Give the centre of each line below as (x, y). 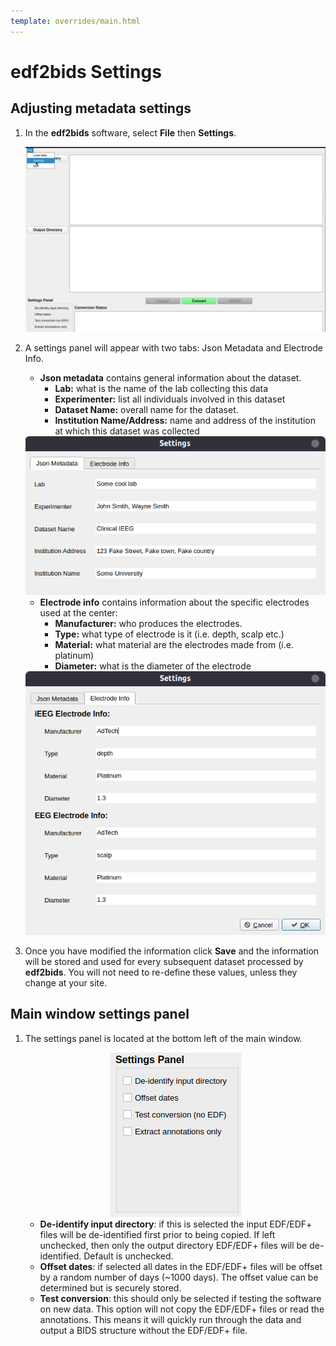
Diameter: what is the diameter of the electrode (153, 666)
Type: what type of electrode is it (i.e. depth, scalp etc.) (169, 634)
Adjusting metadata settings (101, 108)
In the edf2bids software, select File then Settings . (130, 132)
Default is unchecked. (128, 1256)
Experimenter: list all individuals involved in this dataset (170, 399)
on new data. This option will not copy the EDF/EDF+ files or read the (182, 1309)
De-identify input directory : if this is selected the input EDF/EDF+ (176, 1224)
